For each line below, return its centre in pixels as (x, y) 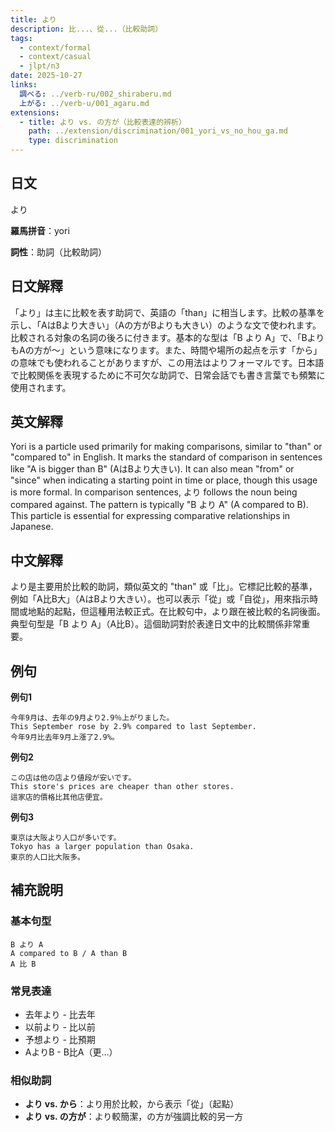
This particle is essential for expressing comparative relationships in (150, 516)
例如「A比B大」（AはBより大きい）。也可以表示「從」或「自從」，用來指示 (160, 599)
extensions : (35, 112)
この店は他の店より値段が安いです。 (73, 778)
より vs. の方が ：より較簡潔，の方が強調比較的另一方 (134, 1117)
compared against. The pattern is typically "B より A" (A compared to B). (159, 505)
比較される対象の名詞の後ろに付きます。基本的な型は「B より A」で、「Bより (167, 337)
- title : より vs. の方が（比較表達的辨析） (103, 122)
